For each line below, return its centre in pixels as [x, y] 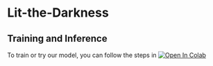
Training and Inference [57, 39]
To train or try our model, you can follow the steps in [82, 55]
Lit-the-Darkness [58, 13]
